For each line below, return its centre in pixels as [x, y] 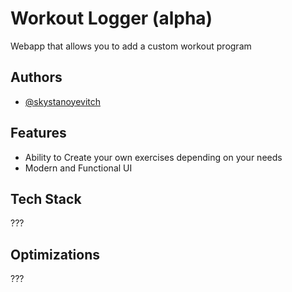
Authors [36, 77]
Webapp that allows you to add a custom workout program [131, 46]
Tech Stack [46, 198]
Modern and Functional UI [78, 168]
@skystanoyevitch [63, 101]
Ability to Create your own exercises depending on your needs [153, 157]
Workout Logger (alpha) [111, 18]
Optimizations [55, 254]
